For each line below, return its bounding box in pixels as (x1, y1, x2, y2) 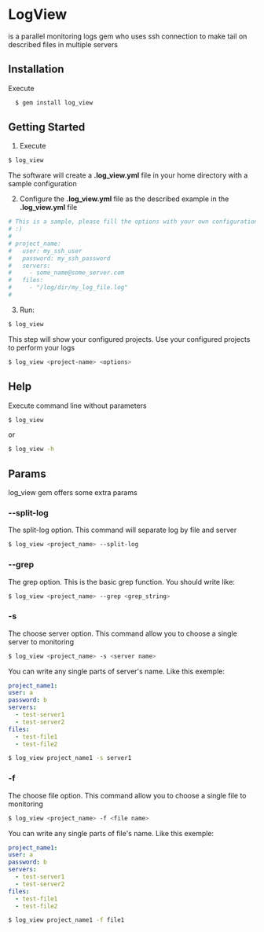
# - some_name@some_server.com (8, 269, 125, 277)
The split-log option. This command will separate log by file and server (8, 525, 237, 535)
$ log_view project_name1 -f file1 (8, 916, 125, 924)
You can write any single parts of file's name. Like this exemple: (8, 828, 214, 838)
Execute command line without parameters (8, 401, 147, 410)
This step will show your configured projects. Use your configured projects (8, 334, 251, 343)
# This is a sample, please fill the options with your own (8, 218, 210, 226)
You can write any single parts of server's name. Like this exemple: (8, 666, 225, 676)
